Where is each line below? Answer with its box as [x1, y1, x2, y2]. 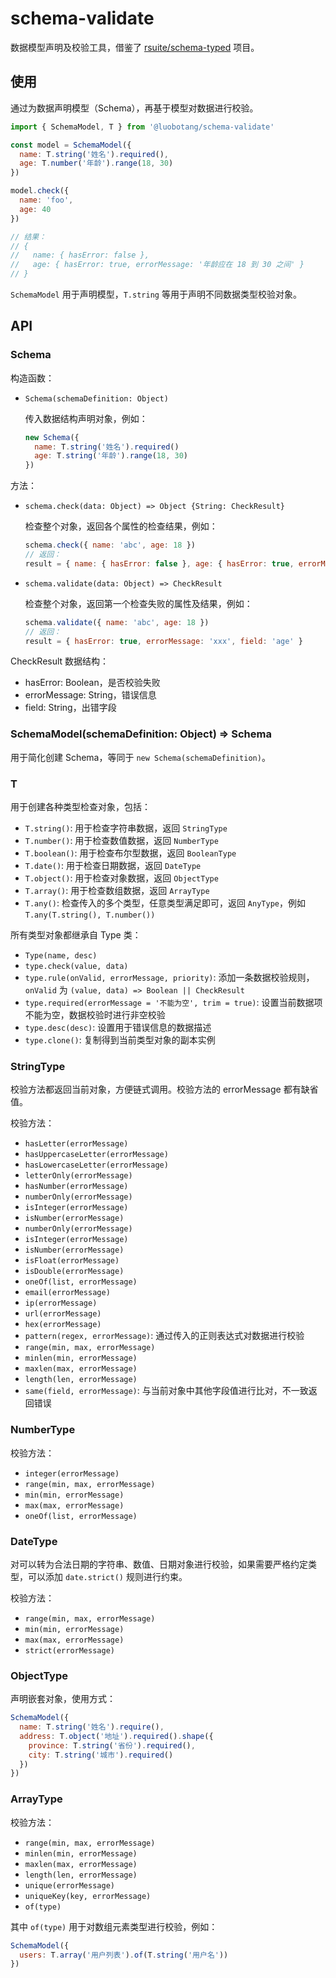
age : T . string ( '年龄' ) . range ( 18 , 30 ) [34, 451, 188, 461]
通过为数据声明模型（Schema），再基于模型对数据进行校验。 [10, 102, 259, 114]
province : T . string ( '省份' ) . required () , [28, 1740, 196, 1751]
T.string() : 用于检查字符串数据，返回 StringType [24, 822, 228, 834]
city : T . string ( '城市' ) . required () [28, 1750, 174, 1760]
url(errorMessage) [24, 1309, 102, 1319]
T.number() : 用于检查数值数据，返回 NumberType [24, 835, 219, 847]
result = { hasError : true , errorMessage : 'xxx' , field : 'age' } [24, 636, 303, 646]
